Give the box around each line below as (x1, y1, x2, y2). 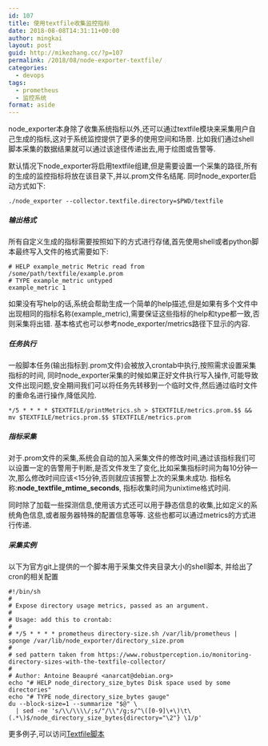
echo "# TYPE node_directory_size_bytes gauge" (8, 693, 170, 701)
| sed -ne (15, 707, 48, 715)
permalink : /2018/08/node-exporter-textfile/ (8, 57, 162, 65)
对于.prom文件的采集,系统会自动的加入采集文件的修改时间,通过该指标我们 (8, 454, 250, 463)
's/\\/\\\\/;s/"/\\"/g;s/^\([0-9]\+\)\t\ (50, 707, 192, 715)
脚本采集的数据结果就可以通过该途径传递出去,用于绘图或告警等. (8, 144, 216, 154)
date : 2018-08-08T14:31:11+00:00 (8, 26, 120, 34)
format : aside (8, 101, 56, 109)
